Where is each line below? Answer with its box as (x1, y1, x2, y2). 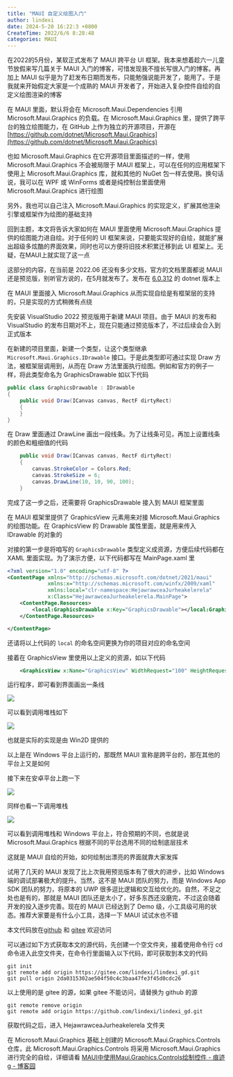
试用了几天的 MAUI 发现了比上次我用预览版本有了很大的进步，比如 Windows (7, 868, 225, 876)
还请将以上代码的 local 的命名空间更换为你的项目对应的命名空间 (7, 639, 191, 647)
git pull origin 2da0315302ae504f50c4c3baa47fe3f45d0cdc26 (7, 975, 182, 982)
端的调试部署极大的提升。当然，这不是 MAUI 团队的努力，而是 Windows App (7, 877, 226, 885)
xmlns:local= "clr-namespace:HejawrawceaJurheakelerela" (47, 587, 213, 594)
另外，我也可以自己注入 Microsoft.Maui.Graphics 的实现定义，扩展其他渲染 (7, 202, 221, 210)
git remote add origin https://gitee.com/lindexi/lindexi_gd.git (7, 969, 200, 976)
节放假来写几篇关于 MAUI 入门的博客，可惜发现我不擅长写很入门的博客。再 (7, 64, 221, 73)
